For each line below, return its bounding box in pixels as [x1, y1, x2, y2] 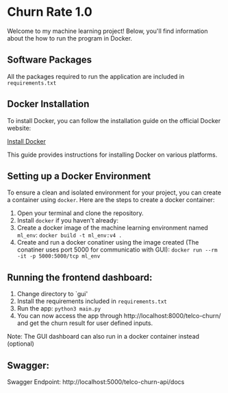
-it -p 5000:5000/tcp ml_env [16, 253, 101, 260]
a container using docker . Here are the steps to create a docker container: [7, 196, 215, 204]
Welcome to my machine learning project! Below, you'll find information [7, 27, 208, 35]
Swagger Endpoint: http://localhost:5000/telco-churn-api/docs [7, 378, 185, 385]
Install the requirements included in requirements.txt [16, 297, 168, 306]
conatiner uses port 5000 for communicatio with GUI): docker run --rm [16, 245, 218, 254]
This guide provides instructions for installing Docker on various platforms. [7, 150, 218, 159]
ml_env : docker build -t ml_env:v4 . [16, 231, 123, 239]
